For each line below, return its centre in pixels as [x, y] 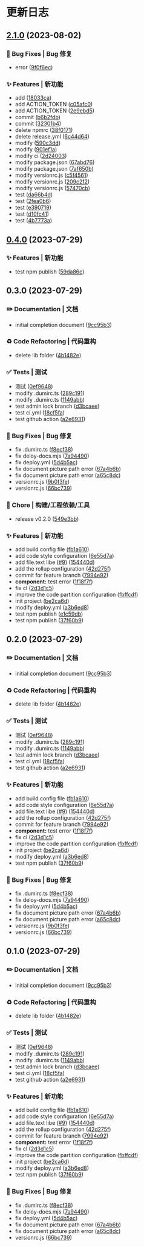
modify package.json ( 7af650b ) [54, 169]
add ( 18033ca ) [33, 98]
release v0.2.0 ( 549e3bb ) [47, 519]
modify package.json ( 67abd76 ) [55, 162]
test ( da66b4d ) [34, 194]
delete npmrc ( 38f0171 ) [44, 130]
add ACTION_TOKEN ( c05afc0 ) [54, 105]
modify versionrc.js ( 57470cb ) [53, 188]
